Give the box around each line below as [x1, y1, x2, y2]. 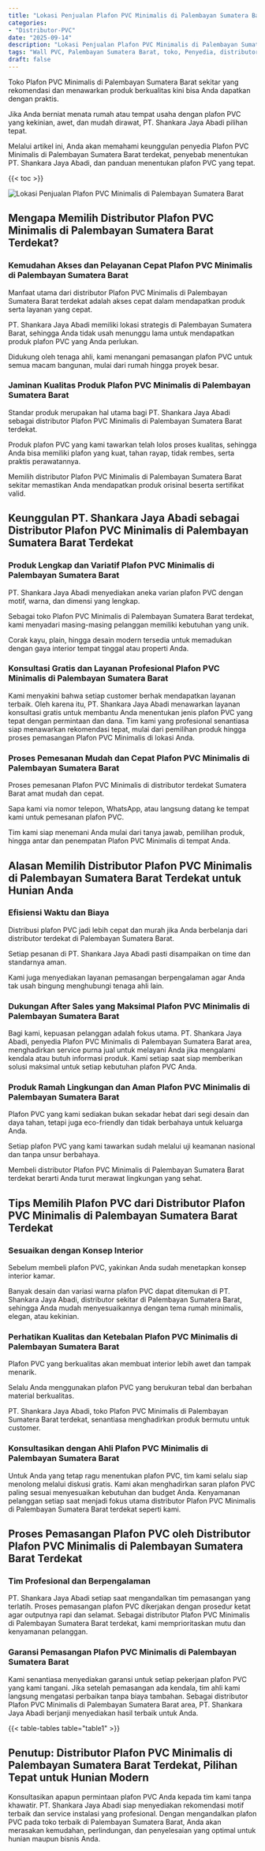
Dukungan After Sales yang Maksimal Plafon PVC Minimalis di [8, 1000, 250, 1011]
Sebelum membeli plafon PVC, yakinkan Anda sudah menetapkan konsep [8, 1263, 247, 1272]
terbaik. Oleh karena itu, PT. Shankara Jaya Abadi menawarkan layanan [8, 699, 241, 709]
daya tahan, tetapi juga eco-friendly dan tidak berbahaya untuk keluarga [8, 1118, 243, 1127]
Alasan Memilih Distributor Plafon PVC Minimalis [8, 859, 252, 872]
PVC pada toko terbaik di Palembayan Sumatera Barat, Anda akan [8, 1817, 222, 1827]
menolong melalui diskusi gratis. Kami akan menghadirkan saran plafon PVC [8, 1479, 256, 1489]
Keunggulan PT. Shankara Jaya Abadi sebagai [8, 511, 240, 525]
